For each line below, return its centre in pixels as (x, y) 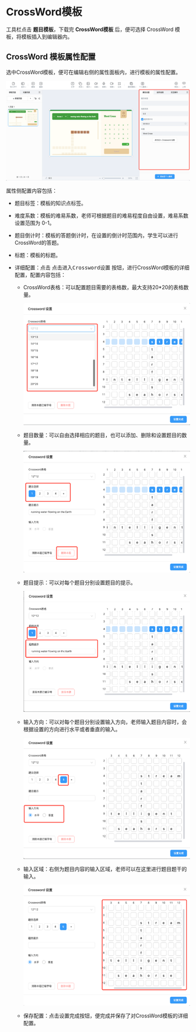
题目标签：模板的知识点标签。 (50, 203)
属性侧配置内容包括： (32, 190)
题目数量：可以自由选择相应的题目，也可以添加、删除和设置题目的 (102, 435)
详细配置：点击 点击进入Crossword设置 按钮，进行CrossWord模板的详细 (102, 268)
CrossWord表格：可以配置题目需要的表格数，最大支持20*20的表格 (103, 287)
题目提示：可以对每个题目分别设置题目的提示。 (79, 582)
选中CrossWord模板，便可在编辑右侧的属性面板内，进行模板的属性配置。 (94, 72)
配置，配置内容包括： (40, 275)
